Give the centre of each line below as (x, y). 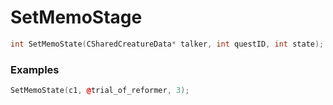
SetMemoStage (76, 17)
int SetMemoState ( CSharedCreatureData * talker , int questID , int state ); (167, 44)
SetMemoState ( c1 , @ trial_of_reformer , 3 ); (100, 91)
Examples (35, 69)
